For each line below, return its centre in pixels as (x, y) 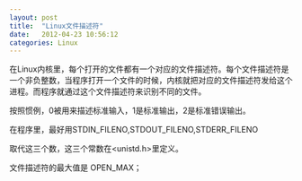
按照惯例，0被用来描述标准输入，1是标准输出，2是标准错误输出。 (130, 111)
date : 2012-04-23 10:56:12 (64, 34)
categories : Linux (44, 43)
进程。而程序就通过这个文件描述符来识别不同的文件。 (108, 91)
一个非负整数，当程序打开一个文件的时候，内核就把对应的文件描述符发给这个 (151, 81)
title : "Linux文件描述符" (56, 26)
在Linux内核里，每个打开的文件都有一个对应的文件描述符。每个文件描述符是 (149, 69)
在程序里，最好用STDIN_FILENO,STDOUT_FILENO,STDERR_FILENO (134, 130)
